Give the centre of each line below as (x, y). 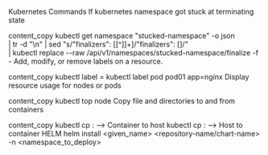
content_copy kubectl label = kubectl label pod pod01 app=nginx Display (129, 77)
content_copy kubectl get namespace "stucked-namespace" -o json (122, 36)
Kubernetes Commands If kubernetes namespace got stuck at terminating (131, 12)
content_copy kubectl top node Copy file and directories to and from (122, 101)
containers (26, 109)
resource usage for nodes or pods (65, 85)
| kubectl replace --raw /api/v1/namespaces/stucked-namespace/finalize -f (134, 53)
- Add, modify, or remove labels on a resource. (86, 61)
